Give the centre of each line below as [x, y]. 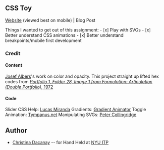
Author [16, 130]
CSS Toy [19, 8]
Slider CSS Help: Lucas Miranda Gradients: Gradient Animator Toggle [76, 110]
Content [14, 65]
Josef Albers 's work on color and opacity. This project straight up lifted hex [82, 76]
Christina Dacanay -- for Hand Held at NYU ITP [60, 142]
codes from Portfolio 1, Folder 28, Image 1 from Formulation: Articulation [79, 81]
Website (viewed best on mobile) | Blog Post [50, 20]
